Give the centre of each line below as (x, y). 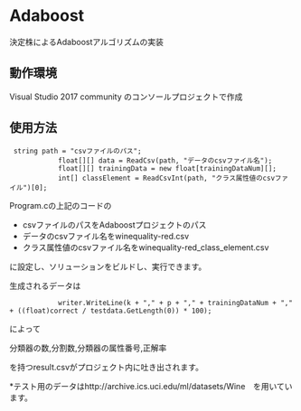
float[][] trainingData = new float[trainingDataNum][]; (167, 168)
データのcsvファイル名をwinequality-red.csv (106, 236)
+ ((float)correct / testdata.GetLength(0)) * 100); (111, 311)
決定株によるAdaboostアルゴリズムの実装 (87, 42)
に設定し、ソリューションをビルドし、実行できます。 (108, 266)
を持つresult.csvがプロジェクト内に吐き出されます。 (106, 367)
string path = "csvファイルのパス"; (77, 151)
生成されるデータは (45, 285)
